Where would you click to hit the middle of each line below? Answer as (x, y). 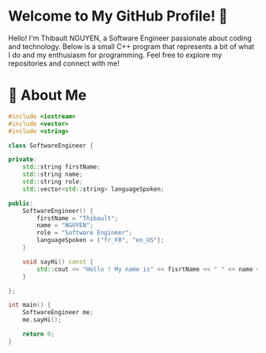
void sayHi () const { (58, 262)
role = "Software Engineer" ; (85, 233)
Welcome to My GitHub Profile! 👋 (118, 16)
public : (21, 203)
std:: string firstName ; (62, 167)
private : (23, 160)
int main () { (30, 305)
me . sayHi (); (42, 320)
